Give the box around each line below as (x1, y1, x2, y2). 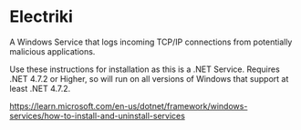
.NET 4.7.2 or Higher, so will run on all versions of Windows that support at (9, 73, 289, 84)
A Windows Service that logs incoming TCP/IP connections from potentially (9, 36, 293, 47)
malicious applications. (9, 45, 96, 56)
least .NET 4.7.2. (9, 83, 71, 94)
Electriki (9, 6, 73, 27)
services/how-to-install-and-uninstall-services (9, 110, 185, 121)
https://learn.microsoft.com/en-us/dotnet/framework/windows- (9, 100, 248, 111)
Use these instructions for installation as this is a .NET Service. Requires (9, 64, 280, 75)
